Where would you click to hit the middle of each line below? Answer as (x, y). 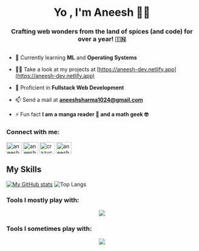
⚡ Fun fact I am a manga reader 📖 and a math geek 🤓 (82, 114)
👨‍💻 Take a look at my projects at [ (57, 69)
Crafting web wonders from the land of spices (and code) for (102, 32)
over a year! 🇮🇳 (102, 39)
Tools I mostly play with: (43, 200)
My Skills (24, 170)
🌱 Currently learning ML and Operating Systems (76, 57)
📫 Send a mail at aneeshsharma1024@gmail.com (79, 99)
